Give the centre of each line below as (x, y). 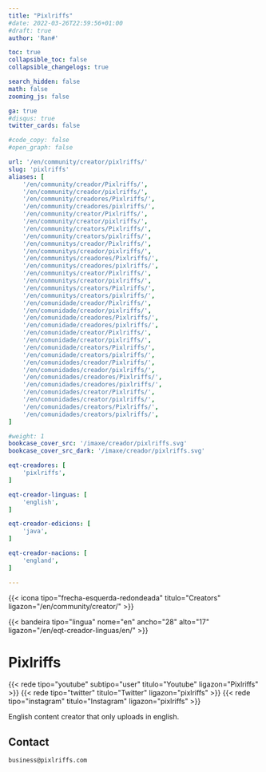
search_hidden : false (44, 81)
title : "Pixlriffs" (41, 16)
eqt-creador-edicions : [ (50, 524)
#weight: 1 (26, 436)
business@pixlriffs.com (48, 760)
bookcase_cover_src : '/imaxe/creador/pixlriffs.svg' (98, 444)
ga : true (23, 111)
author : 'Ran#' (34, 38)
